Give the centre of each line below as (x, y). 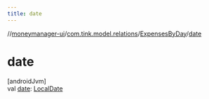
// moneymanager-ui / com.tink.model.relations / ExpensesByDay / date (104, 33)
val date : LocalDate (35, 89)
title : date (25, 14)
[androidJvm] (27, 81)
